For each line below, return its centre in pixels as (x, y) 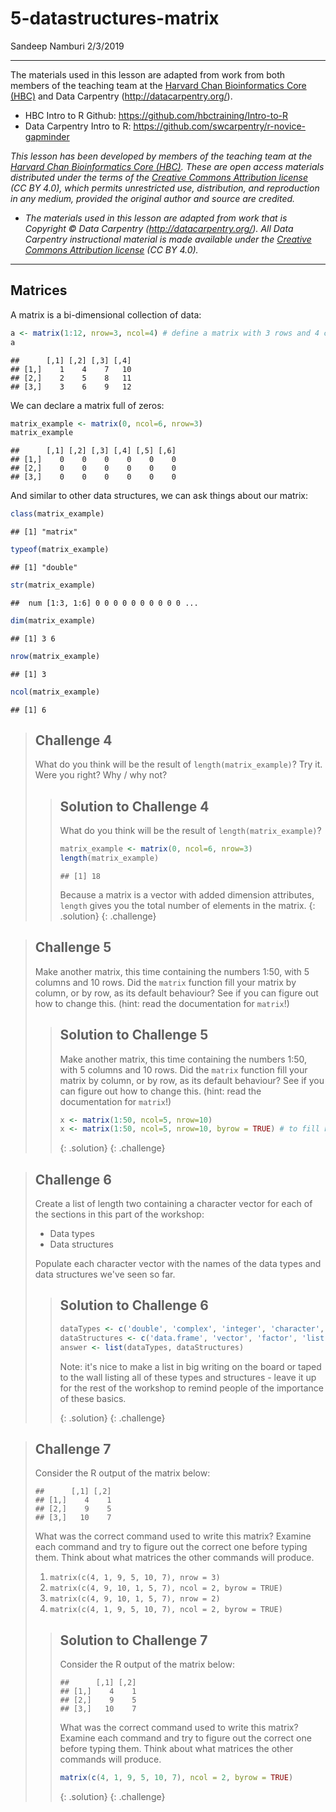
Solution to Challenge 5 (134, 1035)
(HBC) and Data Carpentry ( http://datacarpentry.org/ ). (121, 96)
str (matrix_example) (53, 585)
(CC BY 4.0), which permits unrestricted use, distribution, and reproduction (165, 188)
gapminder (47, 136)
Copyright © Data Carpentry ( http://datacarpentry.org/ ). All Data (159, 228)
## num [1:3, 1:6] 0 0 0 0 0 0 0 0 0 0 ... (104, 603)
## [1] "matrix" (44, 532)
